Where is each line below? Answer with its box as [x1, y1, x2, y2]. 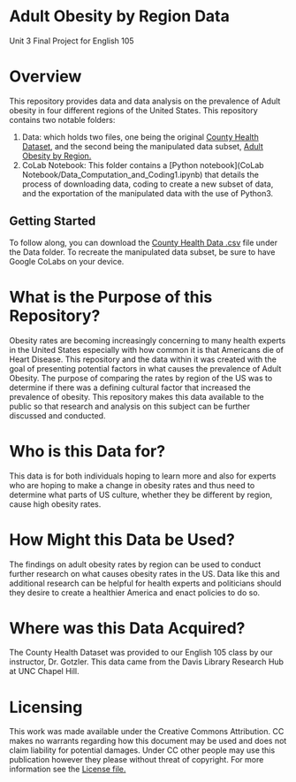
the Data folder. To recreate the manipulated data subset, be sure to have [9, 246, 276, 257]
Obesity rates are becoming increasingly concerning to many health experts [9, 334, 286, 346]
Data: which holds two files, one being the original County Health [21, 131, 259, 142]
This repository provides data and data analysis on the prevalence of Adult [9, 96, 281, 106]
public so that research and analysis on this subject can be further [9, 401, 250, 411]
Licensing [9, 697, 83, 717]
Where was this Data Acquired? [9, 617, 246, 638]
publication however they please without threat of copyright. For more [9, 755, 264, 765]
